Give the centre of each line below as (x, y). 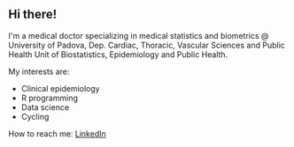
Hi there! (33, 15)
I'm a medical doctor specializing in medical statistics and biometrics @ (139, 35)
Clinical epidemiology (60, 88)
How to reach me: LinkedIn (58, 133)
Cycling (35, 116)
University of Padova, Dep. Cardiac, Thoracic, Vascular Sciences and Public (147, 45)
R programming (50, 98)
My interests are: (39, 71)
